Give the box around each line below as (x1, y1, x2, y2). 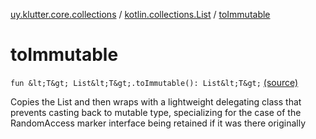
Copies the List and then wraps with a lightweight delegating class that (10, 95, 302, 108)
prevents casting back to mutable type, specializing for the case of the (10, 106, 302, 118)
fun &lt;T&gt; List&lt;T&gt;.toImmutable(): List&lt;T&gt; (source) (10, 76, 299, 88)
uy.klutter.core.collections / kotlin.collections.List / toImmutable (10, 9, 271, 20)
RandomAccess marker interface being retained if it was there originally (10, 117, 307, 129)
